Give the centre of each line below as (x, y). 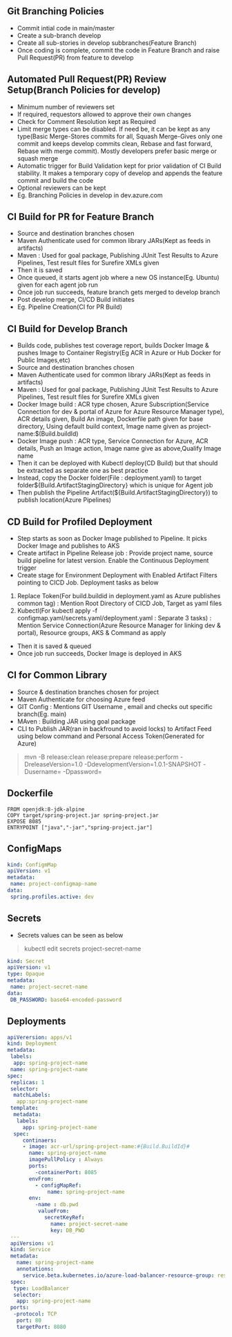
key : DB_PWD (68, 1230)
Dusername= (43, 771)
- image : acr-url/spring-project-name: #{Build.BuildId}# (106, 1147)
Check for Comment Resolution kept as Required (87, 121)
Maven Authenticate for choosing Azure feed (81, 699)
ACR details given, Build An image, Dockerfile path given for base (110, 419)
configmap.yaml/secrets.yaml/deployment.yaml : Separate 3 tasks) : (114, 618)
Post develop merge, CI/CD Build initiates (76, 300)
